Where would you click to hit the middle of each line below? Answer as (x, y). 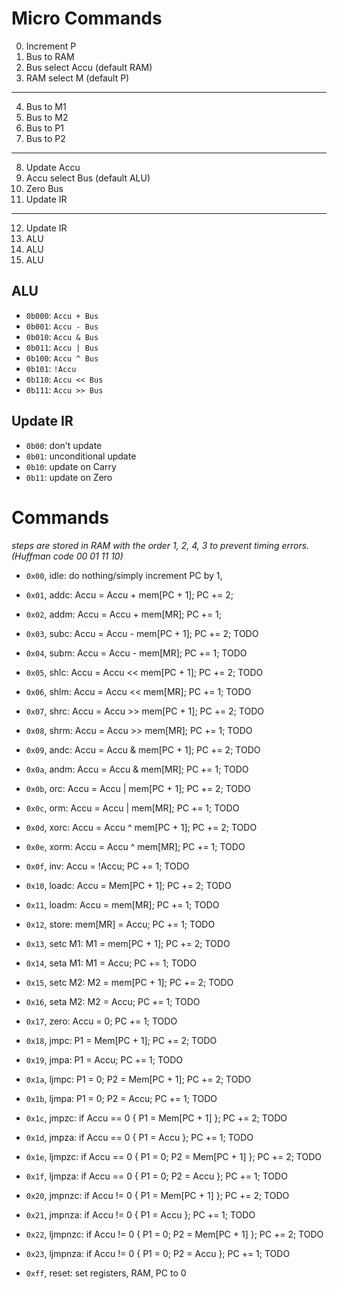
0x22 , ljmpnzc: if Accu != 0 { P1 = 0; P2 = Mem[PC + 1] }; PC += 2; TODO (174, 1234)
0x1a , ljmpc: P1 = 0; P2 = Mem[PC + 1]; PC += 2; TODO (138, 1079)
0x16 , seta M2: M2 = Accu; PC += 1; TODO (113, 1001)
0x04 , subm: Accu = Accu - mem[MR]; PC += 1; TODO (136, 653)
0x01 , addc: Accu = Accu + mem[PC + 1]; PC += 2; (129, 594)
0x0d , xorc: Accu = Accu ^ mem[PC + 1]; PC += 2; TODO (141, 827)
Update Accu (53, 167)
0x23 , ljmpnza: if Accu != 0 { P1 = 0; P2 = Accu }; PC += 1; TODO (158, 1253)
